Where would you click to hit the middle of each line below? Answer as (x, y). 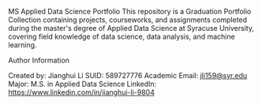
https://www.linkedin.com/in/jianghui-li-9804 (82, 92)
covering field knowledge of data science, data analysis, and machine (122, 36)
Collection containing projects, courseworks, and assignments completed (127, 20)
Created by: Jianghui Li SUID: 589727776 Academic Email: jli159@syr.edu (128, 75)
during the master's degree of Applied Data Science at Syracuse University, (131, 28)
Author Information (39, 60)
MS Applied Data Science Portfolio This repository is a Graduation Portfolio (130, 11)
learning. (22, 45)
